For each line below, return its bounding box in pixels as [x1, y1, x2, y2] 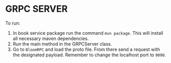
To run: [5, 20, 20, 26]
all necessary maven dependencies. [12, 35, 89, 41]
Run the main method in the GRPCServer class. [12, 40, 113, 47]
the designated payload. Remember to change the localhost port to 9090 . [12, 52, 166, 58]
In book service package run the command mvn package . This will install [12, 30, 163, 36]
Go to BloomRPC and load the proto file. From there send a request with [12, 46, 160, 52]
